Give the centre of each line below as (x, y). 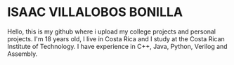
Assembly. (22, 54)
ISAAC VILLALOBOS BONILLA (95, 12)
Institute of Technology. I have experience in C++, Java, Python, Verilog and (117, 46)
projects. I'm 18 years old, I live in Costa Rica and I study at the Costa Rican (116, 38)
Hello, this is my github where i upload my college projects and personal (112, 31)
